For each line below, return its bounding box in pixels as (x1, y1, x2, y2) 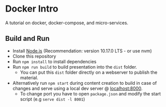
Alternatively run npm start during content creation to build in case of (12, 80, 157, 86)
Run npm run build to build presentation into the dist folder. (12, 64, 137, 70)
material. (20, 74, 39, 81)
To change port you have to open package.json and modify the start (20, 90, 161, 96)
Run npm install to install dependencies (12, 59, 97, 65)
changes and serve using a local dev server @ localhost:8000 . (12, 85, 143, 91)
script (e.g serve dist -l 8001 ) (20, 96, 85, 102)
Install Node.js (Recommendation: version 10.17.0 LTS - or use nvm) (12, 47, 152, 54)
